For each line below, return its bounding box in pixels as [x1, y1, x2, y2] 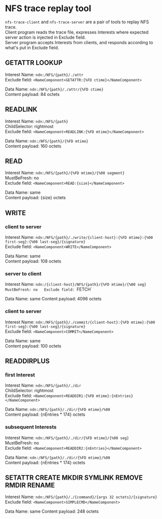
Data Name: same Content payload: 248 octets [5, 508, 99, 514]
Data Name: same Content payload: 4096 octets [5, 296, 102, 302]
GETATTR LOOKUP [5, 59, 63, 67]
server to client [5, 270, 42, 277]
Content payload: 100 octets [5, 343, 62, 349]
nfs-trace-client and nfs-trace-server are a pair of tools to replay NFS [5, 19, 149, 25]
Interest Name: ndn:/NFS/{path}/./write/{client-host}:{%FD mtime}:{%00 [5, 235, 153, 240]
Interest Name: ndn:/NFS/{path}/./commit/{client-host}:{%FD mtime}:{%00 [5, 319, 155, 325]
